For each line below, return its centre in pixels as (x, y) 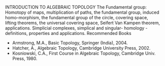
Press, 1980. (25, 58)
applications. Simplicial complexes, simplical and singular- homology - (76, 28)
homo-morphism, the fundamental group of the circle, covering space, (77, 17)
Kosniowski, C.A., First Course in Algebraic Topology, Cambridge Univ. (84, 53)
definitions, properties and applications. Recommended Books (68, 33)
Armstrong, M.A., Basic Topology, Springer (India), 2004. (70, 43)
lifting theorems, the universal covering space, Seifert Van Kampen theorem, (82, 23)
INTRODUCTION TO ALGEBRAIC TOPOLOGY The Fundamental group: (76, 7)
